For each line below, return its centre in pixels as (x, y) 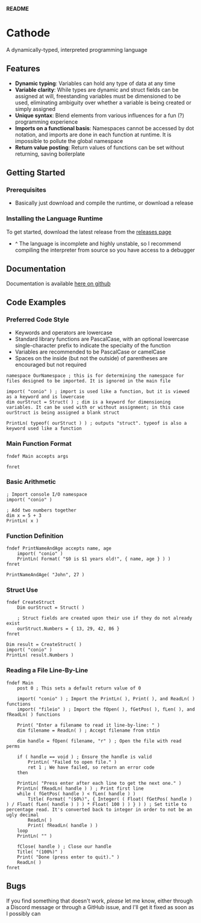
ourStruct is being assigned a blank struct (63, 413)
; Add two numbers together (42, 510)
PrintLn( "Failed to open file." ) (73, 762)
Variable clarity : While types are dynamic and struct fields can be (97, 89)
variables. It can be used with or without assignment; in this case (95, 408)
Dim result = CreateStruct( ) (44, 645)
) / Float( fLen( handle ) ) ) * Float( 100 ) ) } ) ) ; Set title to (97, 804)
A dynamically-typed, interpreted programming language (77, 49)
